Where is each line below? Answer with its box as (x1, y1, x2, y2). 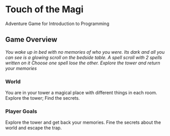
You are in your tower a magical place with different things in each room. (5, 89, 158, 96)
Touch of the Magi (5, 4, 84, 15)
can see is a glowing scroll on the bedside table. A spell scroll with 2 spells (5, 54, 162, 60)
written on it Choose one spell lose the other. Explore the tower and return (5, 60, 160, 66)
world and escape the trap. (5, 125, 62, 131)
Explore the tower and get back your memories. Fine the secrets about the (5, 119, 161, 126)
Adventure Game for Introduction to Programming (5, 20, 109, 27)
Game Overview (5, 35, 58, 44)
